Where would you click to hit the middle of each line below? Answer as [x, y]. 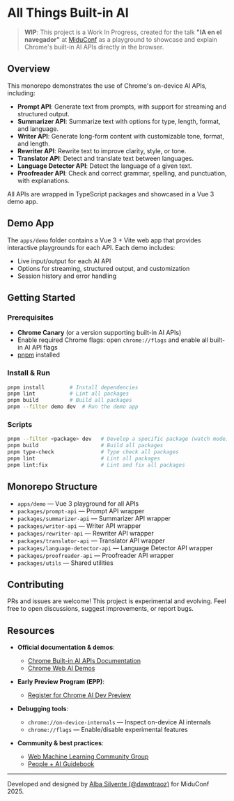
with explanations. [43, 180]
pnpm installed [39, 355]
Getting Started [41, 297]
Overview [29, 69]
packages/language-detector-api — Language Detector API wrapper [115, 547]
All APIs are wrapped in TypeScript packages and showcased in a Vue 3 [111, 194]
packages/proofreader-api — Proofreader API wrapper [95, 555]
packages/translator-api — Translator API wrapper [91, 541]
